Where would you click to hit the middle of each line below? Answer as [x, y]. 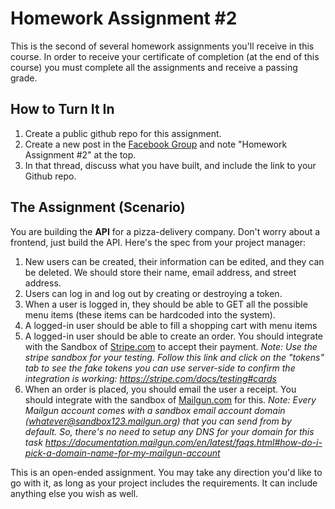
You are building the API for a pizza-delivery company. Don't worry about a [165, 231]
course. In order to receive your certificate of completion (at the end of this [165, 56]
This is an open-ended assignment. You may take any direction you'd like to [166, 472]
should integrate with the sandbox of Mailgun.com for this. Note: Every [170, 399]
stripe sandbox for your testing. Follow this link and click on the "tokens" [174, 357]
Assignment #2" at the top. [80, 154]
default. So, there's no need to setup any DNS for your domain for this [169, 431]
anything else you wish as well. [74, 493]
